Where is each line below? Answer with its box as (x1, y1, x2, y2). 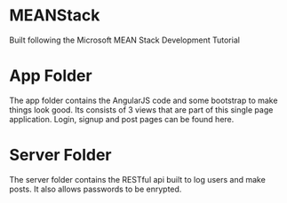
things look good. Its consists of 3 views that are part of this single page (9, 104, 274, 115)
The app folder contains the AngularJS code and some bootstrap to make (9, 95, 278, 105)
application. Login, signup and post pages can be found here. (9, 113, 235, 124)
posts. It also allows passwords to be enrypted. (9, 183, 182, 194)
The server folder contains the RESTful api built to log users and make (9, 174, 267, 184)
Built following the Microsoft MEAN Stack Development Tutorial (9, 35, 240, 45)
